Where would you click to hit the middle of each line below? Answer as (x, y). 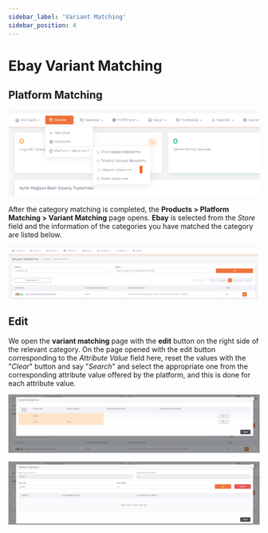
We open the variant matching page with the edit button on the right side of (134, 341)
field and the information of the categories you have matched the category (131, 227)
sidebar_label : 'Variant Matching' (67, 17)
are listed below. (35, 235)
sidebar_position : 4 (43, 25)
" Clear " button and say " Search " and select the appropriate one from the (128, 366)
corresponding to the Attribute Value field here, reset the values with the (127, 357)
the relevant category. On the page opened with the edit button (112, 349)
